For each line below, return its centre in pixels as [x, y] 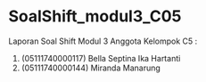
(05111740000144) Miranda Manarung [91, 68]
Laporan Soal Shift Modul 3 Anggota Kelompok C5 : [103, 41]
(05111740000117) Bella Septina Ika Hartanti [101, 58]
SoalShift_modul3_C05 [95, 16]
